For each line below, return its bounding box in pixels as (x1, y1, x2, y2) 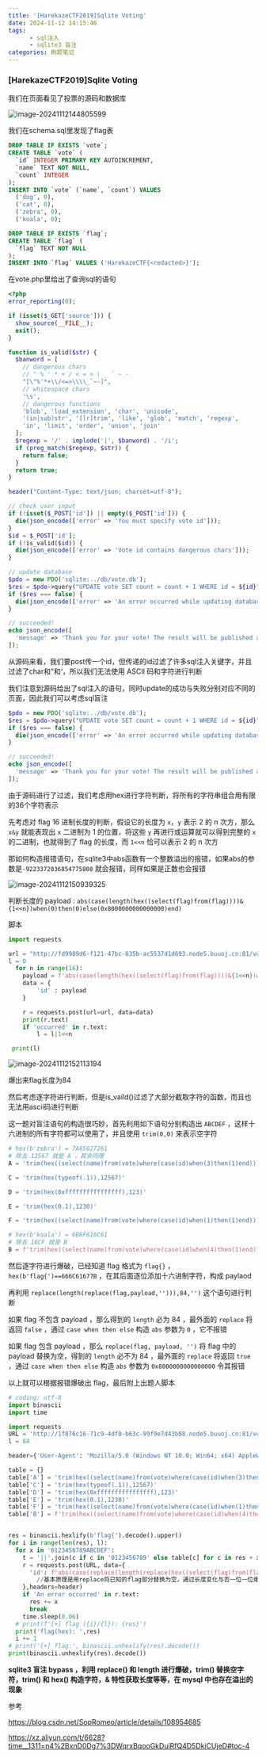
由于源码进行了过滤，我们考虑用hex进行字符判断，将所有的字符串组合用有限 (8, 790, 256, 800)
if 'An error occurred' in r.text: (22, 1591, 140, 1599)
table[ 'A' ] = (8, 1473, 51, 1481)
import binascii (8, 1401, 62, 1409)
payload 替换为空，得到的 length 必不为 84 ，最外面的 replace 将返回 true (8, 1351, 251, 1360)
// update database (8, 568, 73, 576)
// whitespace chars (22, 385, 90, 393)
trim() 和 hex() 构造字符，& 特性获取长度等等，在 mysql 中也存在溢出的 (21, 1675, 253, 1684)
